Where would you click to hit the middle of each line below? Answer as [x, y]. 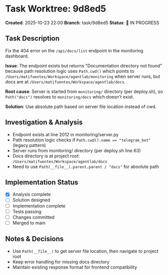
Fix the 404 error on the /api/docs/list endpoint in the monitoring [74, 50]
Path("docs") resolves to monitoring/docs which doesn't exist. [70, 97]
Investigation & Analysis [44, 122]
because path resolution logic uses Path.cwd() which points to [70, 71]
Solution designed [31, 200]
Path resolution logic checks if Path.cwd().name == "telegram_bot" [81, 140]
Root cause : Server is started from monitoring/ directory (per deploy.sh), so [84, 91]
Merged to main [29, 223]
